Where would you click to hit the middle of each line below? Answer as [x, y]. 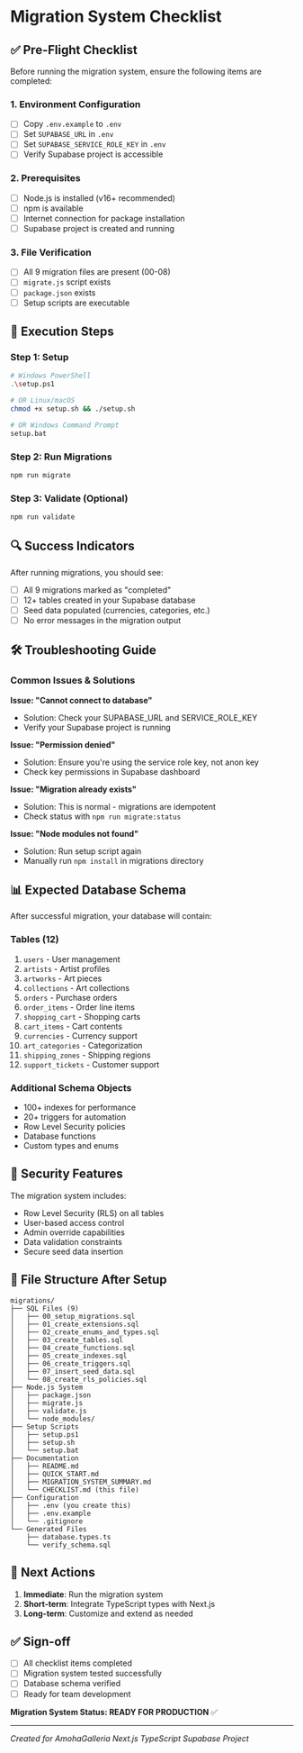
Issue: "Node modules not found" [74, 833]
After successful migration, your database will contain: [111, 916]
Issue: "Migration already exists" [74, 789]
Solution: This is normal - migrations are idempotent [120, 806]
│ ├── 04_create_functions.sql [73, 1348]
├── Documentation [45, 1458]
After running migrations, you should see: [87, 572]
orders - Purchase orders [70, 997]
